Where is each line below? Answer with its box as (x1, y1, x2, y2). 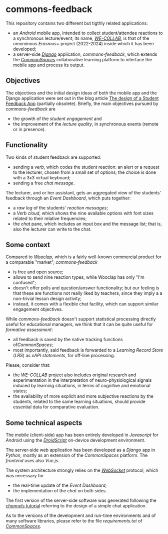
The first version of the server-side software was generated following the (5, 497, 157, 503)
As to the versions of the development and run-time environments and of (5, 512, 156, 518)
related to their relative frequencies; (12, 215, 87, 222)
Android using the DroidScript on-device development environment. (5, 437, 145, 443)
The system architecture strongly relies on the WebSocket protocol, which (5, 467, 158, 473)
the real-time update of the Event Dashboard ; (12, 482, 107, 488)
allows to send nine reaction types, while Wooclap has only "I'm (12, 274, 144, 280)
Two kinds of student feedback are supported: (5, 154, 101, 160)
